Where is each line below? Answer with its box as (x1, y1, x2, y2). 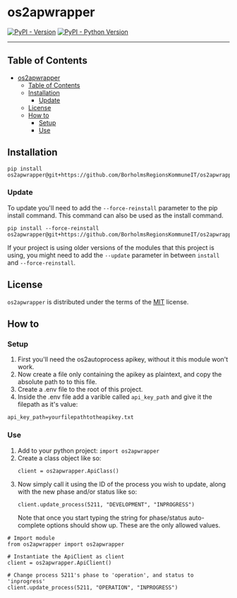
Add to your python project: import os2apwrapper (17, 446, 160, 455)
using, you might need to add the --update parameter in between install (7, 251, 220, 259)
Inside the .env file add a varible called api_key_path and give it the (17, 393, 213, 401)
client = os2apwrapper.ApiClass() (17, 467, 119, 474)
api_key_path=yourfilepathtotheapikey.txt (7, 414, 134, 421)
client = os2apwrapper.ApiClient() (7, 559, 112, 566)
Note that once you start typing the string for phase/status (17, 513, 188, 522)
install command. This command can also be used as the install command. (7, 211, 224, 220)
